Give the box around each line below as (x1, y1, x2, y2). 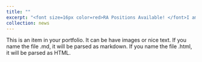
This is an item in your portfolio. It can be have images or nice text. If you (6, 37, 186, 44)
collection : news (6, 20, 50, 26)
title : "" (6, 8, 31, 15)
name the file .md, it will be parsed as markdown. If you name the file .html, (6, 43, 192, 50)
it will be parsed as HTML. (6, 49, 71, 57)
